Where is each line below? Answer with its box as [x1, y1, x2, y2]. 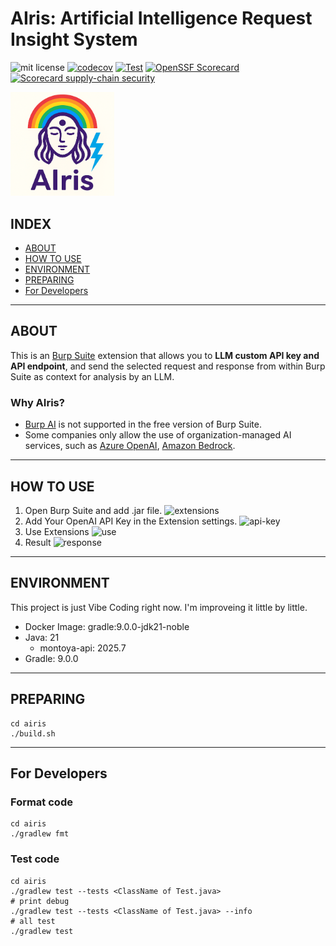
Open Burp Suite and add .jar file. [24, 504, 163, 516]
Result [24, 536, 52, 548]
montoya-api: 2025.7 [39, 642, 127, 654]
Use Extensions [24, 525, 90, 537]
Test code [10, 852, 60, 866]
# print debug [10, 896, 70, 906]
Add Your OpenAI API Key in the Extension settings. [24, 515, 238, 527]
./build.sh [10, 728, 56, 739]
